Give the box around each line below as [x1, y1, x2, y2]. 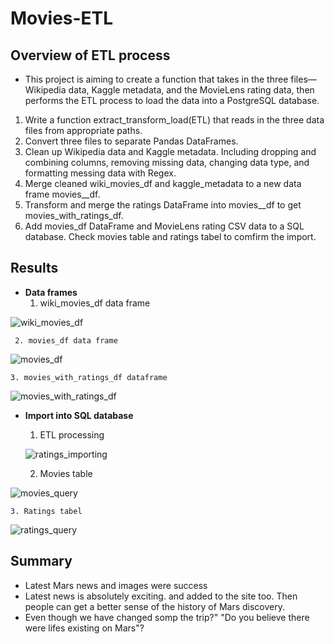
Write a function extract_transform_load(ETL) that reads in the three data [24, 114, 325, 126]
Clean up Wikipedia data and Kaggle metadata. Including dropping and [24, 146, 317, 157]
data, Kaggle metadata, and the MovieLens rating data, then [68, 84, 315, 96]
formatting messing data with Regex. [24, 167, 177, 179]
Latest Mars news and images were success [24, 579, 208, 591]
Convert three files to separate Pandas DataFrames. [24, 135, 239, 147]
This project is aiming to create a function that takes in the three [24, 73, 289, 85]
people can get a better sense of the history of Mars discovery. [24, 600, 285, 612]
